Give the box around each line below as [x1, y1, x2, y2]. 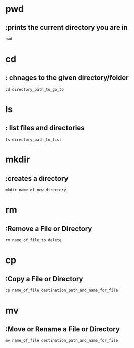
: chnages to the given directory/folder [5, 73, 129, 82]
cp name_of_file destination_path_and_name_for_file [5, 288, 118, 293]
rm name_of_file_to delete [5, 238, 62, 243]
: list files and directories [5, 123, 85, 132]
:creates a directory [5, 174, 69, 183]
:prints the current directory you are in [5, 23, 128, 32]
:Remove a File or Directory [5, 224, 92, 233]
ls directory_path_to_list [5, 137, 62, 142]
